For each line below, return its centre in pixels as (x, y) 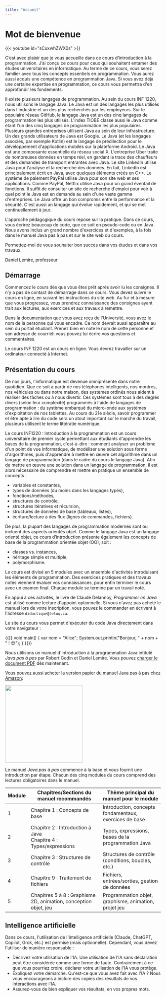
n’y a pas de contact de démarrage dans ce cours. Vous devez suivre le (78, 292)
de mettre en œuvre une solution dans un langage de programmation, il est (82, 465)
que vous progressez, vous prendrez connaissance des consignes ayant (79, 303)
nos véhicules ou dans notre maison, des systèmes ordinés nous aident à (80, 392)
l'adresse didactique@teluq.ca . (37, 613)
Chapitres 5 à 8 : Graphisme (63, 895)
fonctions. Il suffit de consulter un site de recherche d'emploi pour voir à (79, 189)
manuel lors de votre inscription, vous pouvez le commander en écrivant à (81, 608)
